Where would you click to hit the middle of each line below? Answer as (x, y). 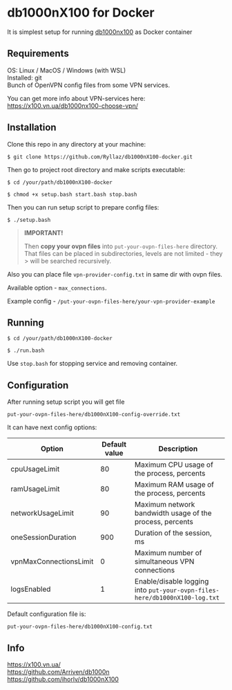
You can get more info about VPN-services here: (76, 98)
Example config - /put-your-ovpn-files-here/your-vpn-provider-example (111, 301)
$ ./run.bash (26, 351)
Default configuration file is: (47, 614)
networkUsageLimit (42, 513)
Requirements (38, 54)
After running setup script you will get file (66, 402)
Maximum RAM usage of (174, 485)
